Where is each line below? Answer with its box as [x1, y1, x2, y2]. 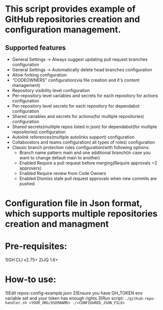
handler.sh [5, 301, 27, 306]
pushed [19, 181, 35, 186]
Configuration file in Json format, [5, 198, 143, 209]
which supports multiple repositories [5, 208, 158, 219]
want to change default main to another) [19, 155, 100, 160]
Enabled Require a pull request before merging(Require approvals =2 [19, 160, 157, 166]
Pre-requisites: [5, 241, 67, 252]
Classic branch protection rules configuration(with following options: [12, 145, 150, 150]
